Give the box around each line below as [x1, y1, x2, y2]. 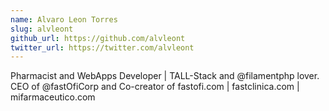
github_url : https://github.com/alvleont [10, 33, 186, 43]
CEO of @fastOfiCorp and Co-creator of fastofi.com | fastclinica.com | [10, 81, 300, 93]
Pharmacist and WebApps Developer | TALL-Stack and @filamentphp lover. [10, 70, 320, 82]
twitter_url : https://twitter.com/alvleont [10, 42, 195, 53]
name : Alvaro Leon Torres [10, 14, 118, 25]
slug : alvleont [10, 24, 74, 34]
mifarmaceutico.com [10, 91, 96, 103]
